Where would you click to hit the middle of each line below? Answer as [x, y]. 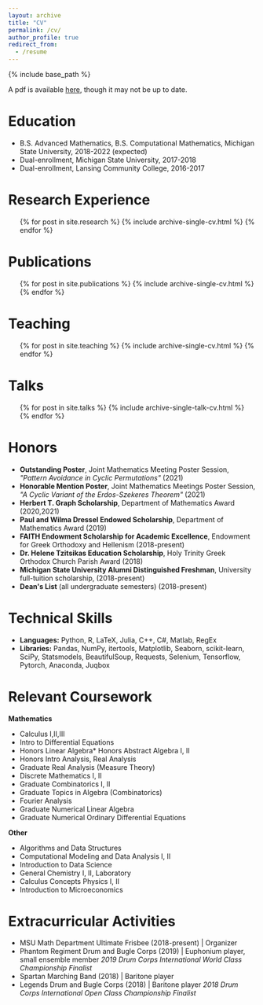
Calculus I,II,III [42, 734]
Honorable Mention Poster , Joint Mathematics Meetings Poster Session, [137, 486]
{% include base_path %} [49, 74]
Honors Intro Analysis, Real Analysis [78, 759]
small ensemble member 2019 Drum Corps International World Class [130, 959]
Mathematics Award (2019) [63, 528]
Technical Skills [60, 618]
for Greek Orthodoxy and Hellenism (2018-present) [102, 544]
